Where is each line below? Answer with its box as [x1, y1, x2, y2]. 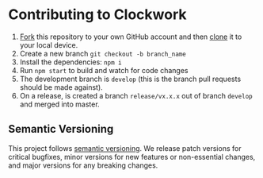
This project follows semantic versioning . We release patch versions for [8, 143, 242, 153]
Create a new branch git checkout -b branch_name [19, 48, 186, 58]
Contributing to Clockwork [8, 6, 188, 24]
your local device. [19, 40, 78, 49]
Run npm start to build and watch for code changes [19, 65, 189, 75]
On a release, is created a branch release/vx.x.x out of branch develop [19, 91, 253, 100]
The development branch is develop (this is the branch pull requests [19, 74, 242, 83]
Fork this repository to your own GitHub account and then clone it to [19, 32, 242, 41]
